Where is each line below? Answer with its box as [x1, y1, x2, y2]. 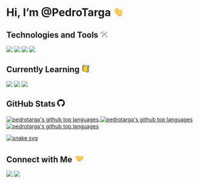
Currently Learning [6, 64, 80, 75]
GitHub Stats [6, 99, 56, 109]
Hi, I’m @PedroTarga [6, 5, 111, 19]
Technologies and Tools [6, 30, 99, 40]
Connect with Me [6, 154, 73, 165]
